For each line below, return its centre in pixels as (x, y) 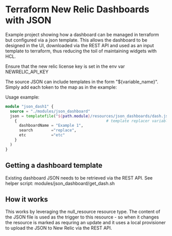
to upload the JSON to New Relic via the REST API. (59, 228)
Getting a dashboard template (54, 165)
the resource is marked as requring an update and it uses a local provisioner (85, 223)
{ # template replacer (82, 121)
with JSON (28, 20)
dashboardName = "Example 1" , (51, 126)
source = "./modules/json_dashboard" (50, 111)
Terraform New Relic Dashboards (77, 9)
